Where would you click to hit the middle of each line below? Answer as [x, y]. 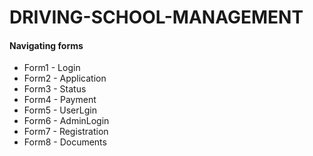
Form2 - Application [65, 78]
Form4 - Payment [60, 100]
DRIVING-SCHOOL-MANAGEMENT [156, 17]
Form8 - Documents [65, 142]
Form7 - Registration [66, 132]
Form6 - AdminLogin [66, 121]
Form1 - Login [52, 68]
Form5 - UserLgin [60, 110]
